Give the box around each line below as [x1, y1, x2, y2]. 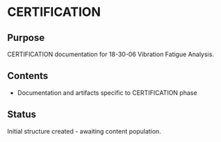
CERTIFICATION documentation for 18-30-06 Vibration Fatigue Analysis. [7, 50, 214, 58]
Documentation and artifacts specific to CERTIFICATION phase [17, 88, 197, 97]
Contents [7, 70, 49, 82]
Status [7, 109, 37, 121]
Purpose [7, 32, 45, 44]
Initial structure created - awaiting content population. [7, 127, 161, 135]
